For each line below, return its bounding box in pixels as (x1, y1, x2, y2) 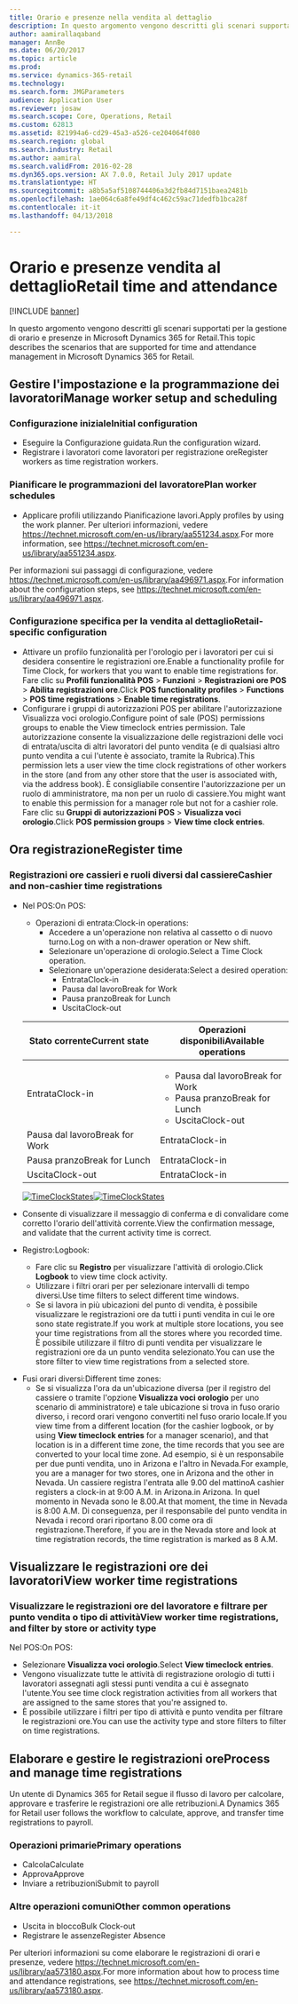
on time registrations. (21, 1725, 100, 1737)
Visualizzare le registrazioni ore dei (9, 1559, 208, 1574)
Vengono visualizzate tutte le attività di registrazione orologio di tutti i (21, 1669, 275, 1680)
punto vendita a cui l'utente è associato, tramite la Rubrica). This (21, 750, 255, 760)
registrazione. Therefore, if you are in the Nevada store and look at (35, 1524, 277, 1535)
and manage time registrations (9, 1765, 183, 1780)
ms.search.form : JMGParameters (9, 87, 125, 96)
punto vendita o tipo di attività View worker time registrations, (9, 1610, 279, 1623)
